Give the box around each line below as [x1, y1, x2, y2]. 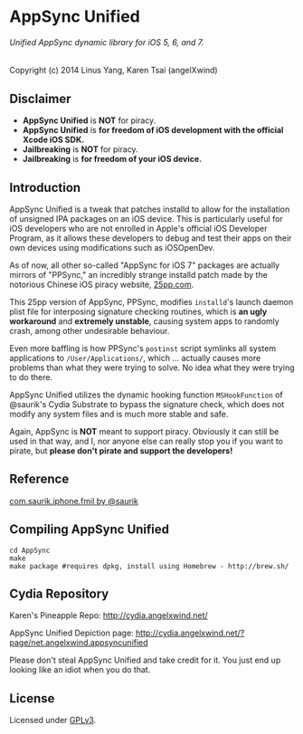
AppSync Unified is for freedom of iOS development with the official [22, 125, 284, 136]
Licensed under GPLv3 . [9, 715, 97, 726]
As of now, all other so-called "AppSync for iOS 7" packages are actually [9, 260, 280, 271]
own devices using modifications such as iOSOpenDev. [9, 243, 215, 253]
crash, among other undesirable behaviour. [9, 326, 170, 337]
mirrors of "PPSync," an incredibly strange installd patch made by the [9, 270, 269, 281]
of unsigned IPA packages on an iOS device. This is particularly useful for [9, 214, 283, 224]
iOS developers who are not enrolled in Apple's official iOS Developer [9, 224, 268, 234]
